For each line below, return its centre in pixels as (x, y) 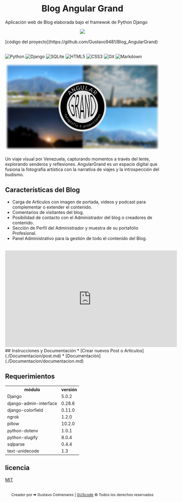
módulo (32, 390)
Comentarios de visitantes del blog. (48, 212)
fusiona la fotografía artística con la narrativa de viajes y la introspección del (82, 169)
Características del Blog (42, 190)
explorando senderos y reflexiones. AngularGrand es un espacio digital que (81, 164)
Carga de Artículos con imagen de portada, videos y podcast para (79, 202)
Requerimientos (30, 377)
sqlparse (16, 444)
